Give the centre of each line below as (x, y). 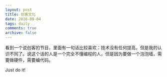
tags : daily (17, 24)
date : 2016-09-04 (23, 19)
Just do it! (15, 70)
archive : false (21, 33)
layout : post (19, 10)
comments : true (21, 28)
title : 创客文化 (20, 14)
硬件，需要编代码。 (33, 60)
